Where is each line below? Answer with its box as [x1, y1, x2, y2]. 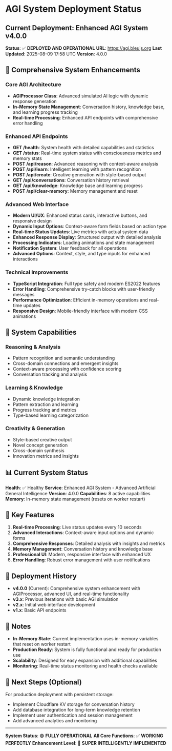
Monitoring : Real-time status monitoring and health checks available [12, 663, 158, 669]
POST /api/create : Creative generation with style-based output [12, 171, 146, 177]
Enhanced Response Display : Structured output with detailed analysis [12, 234, 161, 240]
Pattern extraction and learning [12, 401, 78, 408]
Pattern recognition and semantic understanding [12, 355, 115, 361]
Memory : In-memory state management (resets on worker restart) [5, 496, 145, 502]
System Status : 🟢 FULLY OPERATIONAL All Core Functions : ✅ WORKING [5, 733, 164, 739]
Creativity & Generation [5, 425, 65, 432]
